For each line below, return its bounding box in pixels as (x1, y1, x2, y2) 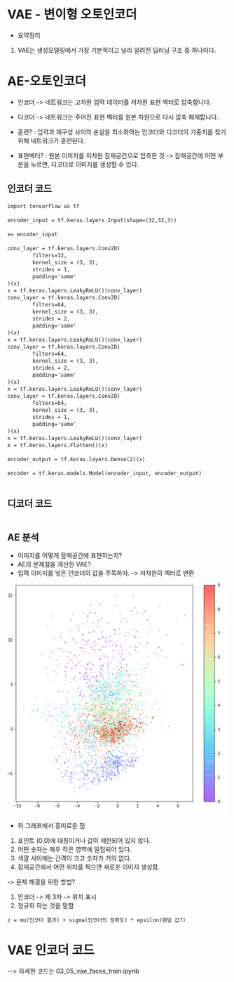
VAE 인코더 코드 (7, 943, 95, 958)
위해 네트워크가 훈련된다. (17, 136, 85, 145)
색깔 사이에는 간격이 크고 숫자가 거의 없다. (17, 854, 132, 863)
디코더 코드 (7, 498, 53, 510)
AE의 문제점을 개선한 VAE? (17, 560, 91, 569)
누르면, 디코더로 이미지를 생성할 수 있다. (30, 160, 139, 169)
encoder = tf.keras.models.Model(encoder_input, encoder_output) (7, 470, 202, 477)
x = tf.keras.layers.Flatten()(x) (7, 441, 109, 448)
